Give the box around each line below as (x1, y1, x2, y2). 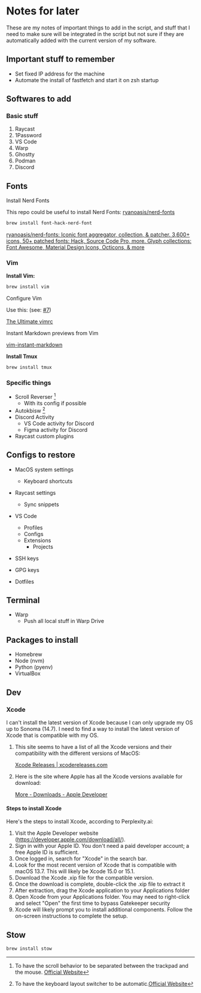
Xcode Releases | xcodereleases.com (14, 761, 108, 768)
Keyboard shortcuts (23, 477, 73, 485)
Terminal (6, 595, 40, 605)
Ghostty (14, 151, 35, 158)
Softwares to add (6, 94, 72, 104)
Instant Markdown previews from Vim (6, 330, 99, 337)
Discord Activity (14, 413, 55, 420)
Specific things (6, 379, 51, 387)
